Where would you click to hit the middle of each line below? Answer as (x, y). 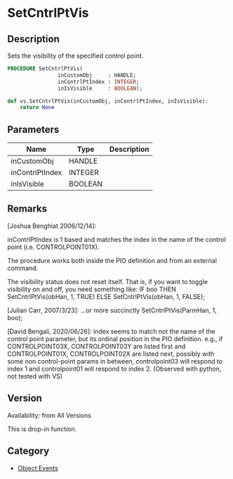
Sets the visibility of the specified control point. (75, 56)
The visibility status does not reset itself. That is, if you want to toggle (108, 281)
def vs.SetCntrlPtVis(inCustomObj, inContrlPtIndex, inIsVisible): (108, 101)
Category (28, 451)
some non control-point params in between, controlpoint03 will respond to (115, 361)
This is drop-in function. (42, 429)
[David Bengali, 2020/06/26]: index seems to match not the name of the (111, 331)
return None (37, 108)
